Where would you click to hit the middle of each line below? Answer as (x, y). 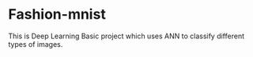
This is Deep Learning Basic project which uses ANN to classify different (126, 36)
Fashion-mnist (57, 14)
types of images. (36, 44)
